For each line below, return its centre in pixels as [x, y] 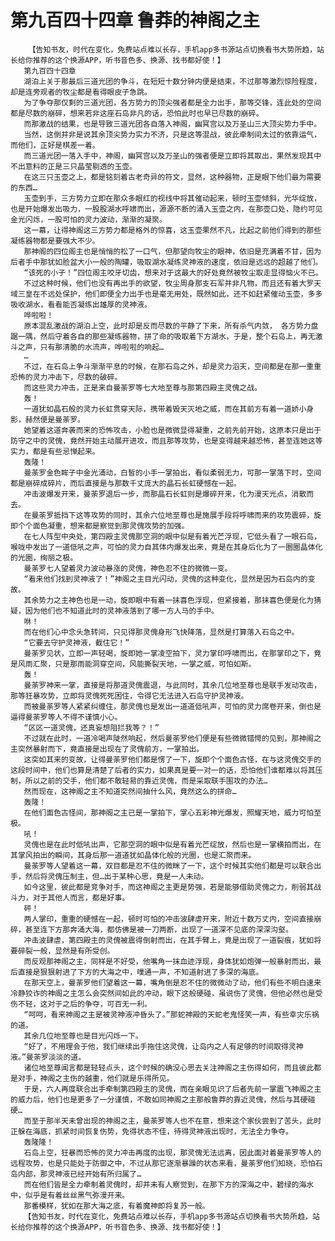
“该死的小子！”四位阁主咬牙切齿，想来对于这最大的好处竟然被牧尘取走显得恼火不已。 [173, 272]
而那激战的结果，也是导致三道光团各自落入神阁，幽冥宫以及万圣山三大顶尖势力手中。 [172, 124]
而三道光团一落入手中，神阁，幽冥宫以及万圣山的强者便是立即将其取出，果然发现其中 [172, 156]
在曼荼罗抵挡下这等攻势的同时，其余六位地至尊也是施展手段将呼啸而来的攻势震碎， [169, 515]
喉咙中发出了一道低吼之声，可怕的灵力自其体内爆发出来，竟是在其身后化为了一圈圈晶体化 [166, 547]
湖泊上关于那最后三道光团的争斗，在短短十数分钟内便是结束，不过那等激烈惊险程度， [172, 81]
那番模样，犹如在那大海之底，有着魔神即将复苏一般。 [116, 1206]
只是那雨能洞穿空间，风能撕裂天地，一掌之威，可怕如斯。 [155, 664]
